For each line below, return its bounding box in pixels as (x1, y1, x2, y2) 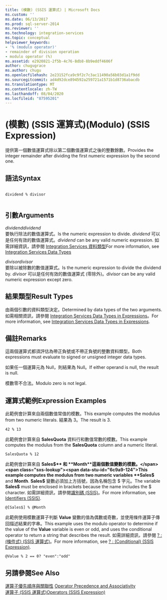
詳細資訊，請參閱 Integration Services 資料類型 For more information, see (9, 243, 159, 249)
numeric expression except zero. (5, 276, 73, 282)
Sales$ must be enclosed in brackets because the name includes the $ (5, 484, 151, 490)
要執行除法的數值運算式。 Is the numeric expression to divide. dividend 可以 (5, 231, 160, 237)
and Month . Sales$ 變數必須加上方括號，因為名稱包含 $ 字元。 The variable (5, 478, 160, 484)
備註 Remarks (5, 334, 47, 343)
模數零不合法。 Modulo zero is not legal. (5, 380, 86, 386)
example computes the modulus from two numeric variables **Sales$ (5, 472, 154, 478)
